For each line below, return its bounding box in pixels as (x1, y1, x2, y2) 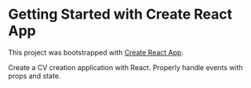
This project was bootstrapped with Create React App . (8, 48, 184, 57)
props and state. (8, 71, 61, 80)
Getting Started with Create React (8, 5, 233, 23)
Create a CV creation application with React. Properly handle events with (8, 62, 243, 72)
